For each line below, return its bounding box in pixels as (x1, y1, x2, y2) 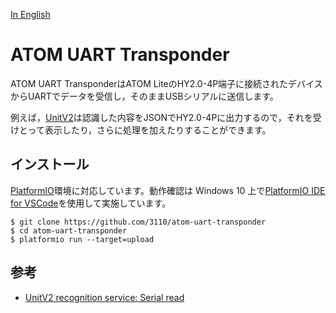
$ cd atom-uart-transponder (10, 225, 128, 236)
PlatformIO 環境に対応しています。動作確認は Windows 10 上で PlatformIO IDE (10, 184, 326, 196)
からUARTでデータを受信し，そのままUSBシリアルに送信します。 (10, 90, 279, 102)
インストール (10, 156, 90, 173)
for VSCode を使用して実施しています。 (10, 197, 172, 209)
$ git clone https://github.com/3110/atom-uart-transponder (10, 217, 267, 227)
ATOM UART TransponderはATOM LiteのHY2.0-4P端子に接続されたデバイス (10, 77, 323, 89)
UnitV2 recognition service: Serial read (24, 291, 185, 303)
